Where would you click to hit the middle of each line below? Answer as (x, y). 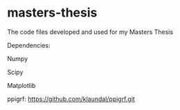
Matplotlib (21, 85)
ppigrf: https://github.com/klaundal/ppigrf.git (71, 99)
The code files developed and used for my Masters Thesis (90, 32)
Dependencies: (29, 45)
